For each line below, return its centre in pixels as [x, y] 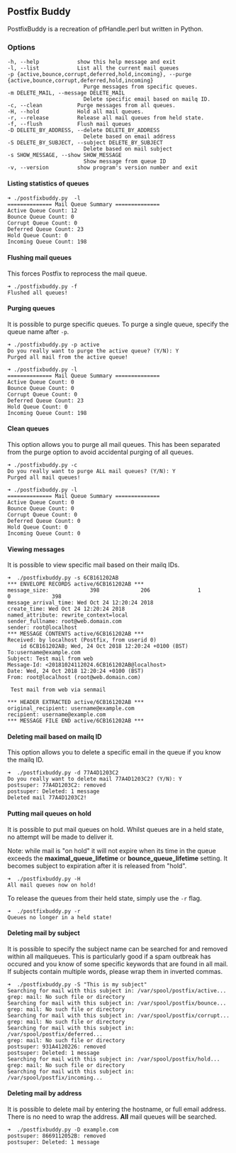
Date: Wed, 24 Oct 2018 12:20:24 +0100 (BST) [75, 671]
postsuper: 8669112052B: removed [57, 1136]
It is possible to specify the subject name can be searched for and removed [118, 948]
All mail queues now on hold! [52, 885]
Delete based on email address [129, 137]
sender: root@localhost [43, 628]
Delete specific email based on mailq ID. [147, 99]
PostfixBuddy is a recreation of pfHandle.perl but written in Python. [105, 28]
